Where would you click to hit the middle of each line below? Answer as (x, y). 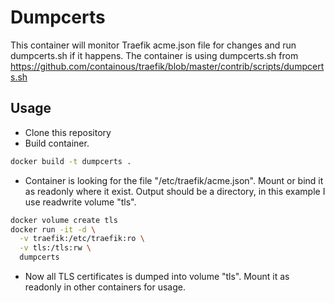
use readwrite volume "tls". (80, 202)
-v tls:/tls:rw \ (55, 248)
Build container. (57, 143)
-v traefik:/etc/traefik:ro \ (82, 239)
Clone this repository (68, 132)
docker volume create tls (64, 220)
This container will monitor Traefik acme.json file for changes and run (153, 45)
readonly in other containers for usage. (105, 287)
